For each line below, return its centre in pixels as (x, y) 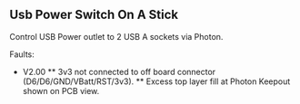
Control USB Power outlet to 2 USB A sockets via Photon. (116, 36)
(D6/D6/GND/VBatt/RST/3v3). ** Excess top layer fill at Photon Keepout (156, 81)
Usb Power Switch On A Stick (94, 15)
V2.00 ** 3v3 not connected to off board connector (119, 71)
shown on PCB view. (61, 90)
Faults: (22, 54)
